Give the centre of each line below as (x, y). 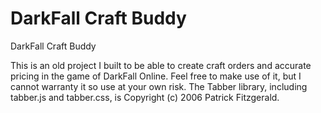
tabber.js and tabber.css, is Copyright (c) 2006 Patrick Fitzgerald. (145, 97)
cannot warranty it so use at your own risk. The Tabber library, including (159, 86)
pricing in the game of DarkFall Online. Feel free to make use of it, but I (156, 76)
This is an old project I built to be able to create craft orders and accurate (161, 65)
